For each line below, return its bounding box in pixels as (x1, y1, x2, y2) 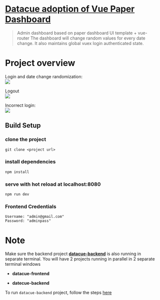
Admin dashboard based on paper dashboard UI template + (17, 30, 137, 36)
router (17, 35, 30, 41)
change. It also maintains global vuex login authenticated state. (17, 40, 144, 46)
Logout (5, 88, 20, 94)
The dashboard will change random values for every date (30, 35, 145, 41)
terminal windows (5, 261, 40, 267)
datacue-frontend (12, 271, 50, 277)
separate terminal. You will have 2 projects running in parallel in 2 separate (5, 256, 155, 262)
